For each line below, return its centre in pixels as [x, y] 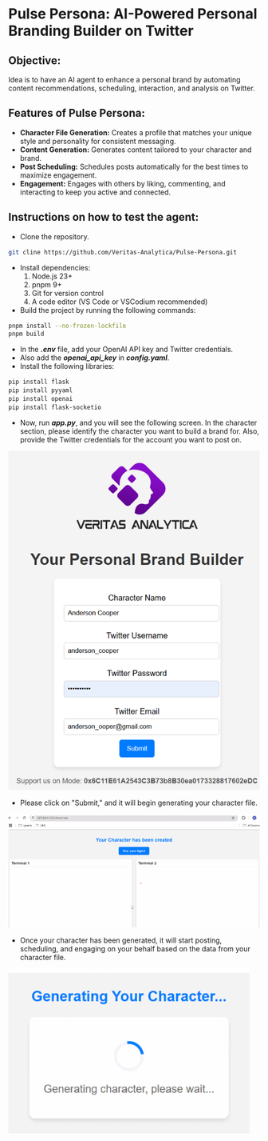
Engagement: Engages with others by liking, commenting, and [122, 183]
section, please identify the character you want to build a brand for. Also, [139, 431]
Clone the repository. [54, 236]
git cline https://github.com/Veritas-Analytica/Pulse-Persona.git [123, 252]
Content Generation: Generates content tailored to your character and [136, 150]
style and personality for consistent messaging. [98, 141]
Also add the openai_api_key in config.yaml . [95, 358]
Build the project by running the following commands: [108, 310]
